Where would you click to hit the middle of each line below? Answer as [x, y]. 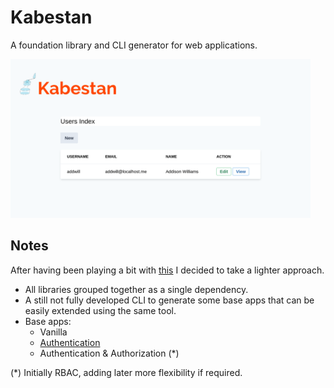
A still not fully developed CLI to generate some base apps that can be [169, 300]
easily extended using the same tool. [100, 310]
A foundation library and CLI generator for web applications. [134, 45]
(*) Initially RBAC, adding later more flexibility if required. [126, 372]
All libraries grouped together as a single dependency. [136, 289]
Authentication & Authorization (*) [109, 353]
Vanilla [53, 332]
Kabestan [51, 17]
